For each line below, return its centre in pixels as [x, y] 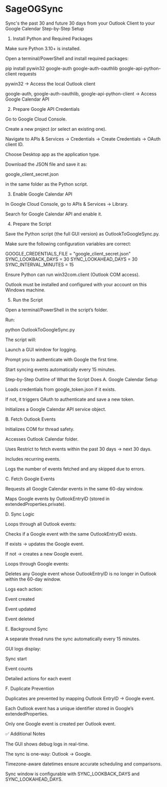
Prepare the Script [32, 224]
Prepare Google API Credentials [46, 109]
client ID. [15, 144]
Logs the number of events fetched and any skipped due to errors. [75, 469]
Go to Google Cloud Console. [36, 119]
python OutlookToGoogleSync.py [40, 329]
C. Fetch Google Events [30, 479]
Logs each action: [24, 589]
